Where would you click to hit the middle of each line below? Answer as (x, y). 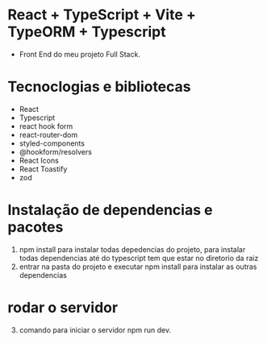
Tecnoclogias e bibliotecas (99, 87)
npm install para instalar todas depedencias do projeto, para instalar (132, 249)
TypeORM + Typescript (87, 32)
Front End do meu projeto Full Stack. (79, 54)
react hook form (46, 126)
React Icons (39, 160)
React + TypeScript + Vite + (102, 15)
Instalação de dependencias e (110, 210)
